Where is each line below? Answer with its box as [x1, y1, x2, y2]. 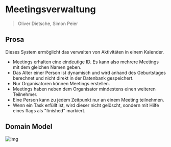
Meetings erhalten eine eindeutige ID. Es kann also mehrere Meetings [12, 59, 159, 65]
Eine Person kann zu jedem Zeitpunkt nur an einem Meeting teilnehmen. [12, 96, 164, 103]
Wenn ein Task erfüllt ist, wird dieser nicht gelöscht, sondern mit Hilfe [12, 102, 159, 108]
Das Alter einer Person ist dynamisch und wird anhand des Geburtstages [12, 69, 166, 76]
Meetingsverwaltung [5, 4, 96, 15]
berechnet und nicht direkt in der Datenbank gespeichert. [12, 75, 134, 81]
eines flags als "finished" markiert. [12, 107, 86, 113]
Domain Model [5, 122, 53, 131]
